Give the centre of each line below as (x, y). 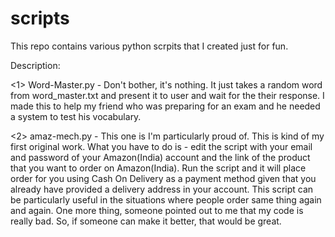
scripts (40, 18)
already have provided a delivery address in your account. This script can (162, 189)
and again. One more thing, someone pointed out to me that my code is (157, 210)
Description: (35, 65)
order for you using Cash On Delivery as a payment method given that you (163, 178)
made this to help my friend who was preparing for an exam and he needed (165, 106)
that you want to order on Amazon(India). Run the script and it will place (158, 168)
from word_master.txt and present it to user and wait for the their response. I (167, 95)
